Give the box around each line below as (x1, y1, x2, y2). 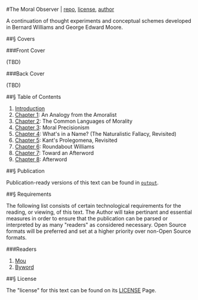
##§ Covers (6, 35, 35, 42)
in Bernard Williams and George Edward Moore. (6, 24, 123, 31)
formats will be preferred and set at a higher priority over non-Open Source (6, 228, 191, 235)
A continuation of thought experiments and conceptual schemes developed (6, 17, 192, 24)
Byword (14, 263, 35, 271)
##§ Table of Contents (6, 93, 61, 100)
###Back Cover (6, 70, 45, 77)
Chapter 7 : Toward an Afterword (14, 150, 94, 156)
